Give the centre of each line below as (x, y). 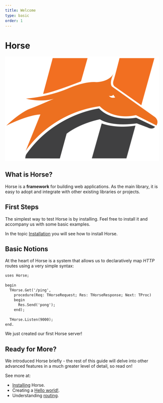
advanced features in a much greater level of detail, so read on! (69, 366)
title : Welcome (20, 10)
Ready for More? (31, 349)
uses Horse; (17, 276)
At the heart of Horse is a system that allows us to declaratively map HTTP (80, 261)
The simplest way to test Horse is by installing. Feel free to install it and (76, 219)
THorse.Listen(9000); (31, 320)
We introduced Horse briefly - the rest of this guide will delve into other (77, 361)
